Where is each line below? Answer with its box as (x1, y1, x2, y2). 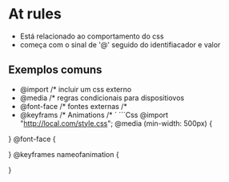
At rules (8, 5, 62, 23)
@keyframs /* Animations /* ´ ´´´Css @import (19, 110, 169, 119)
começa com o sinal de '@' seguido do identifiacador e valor (19, 39, 221, 49)
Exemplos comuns (8, 63, 102, 77)
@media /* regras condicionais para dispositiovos (19, 93, 185, 103)
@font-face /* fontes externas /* (19, 101, 128, 111)
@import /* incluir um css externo (19, 84, 132, 94)
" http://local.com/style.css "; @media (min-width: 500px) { (19, 118, 213, 128)
